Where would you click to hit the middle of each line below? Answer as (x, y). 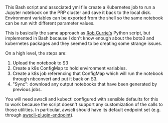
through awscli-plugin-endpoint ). (39, 115)
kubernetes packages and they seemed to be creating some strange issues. (84, 43)
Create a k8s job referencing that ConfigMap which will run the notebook (88, 73)
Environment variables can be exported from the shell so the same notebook (84, 18)
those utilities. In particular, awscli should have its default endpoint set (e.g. (83, 110)
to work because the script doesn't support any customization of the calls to (84, 104)
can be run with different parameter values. (50, 23)
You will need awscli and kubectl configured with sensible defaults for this (82, 99)
